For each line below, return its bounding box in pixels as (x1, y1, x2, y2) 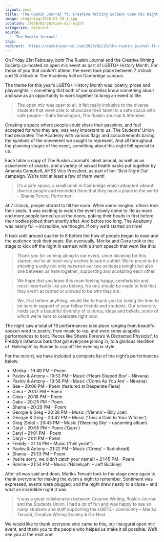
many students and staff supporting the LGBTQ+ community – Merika (17, 506, 157, 512)
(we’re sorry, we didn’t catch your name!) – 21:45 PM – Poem (12, 456, 135, 462)
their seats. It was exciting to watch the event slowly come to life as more (5, 208, 152, 213)
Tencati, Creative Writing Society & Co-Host (17, 511, 106, 517)
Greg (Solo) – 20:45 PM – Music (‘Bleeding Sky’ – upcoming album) (12, 420, 147, 425)
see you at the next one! (5, 531, 54, 537)
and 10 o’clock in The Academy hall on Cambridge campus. (5, 72, 124, 78)
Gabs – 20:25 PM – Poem (12, 399, 63, 404)
